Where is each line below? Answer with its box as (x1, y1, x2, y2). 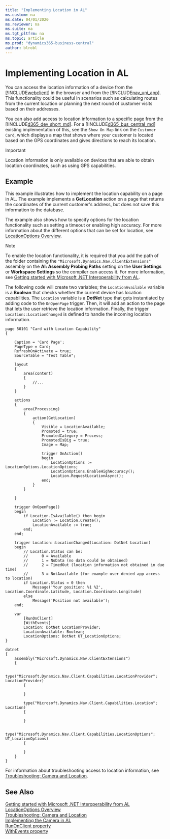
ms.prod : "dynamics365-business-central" (5, 41, 94, 46)
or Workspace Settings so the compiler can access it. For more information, (5, 269, 165, 275)
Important (5, 147, 26, 153)
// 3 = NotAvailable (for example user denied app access (23, 571, 160, 577)
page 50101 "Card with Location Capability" (5, 326, 101, 331)
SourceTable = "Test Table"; (14, 353, 76, 358)
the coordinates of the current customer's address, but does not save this (5, 202, 160, 208)
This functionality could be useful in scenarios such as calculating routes (5, 95, 158, 101)
